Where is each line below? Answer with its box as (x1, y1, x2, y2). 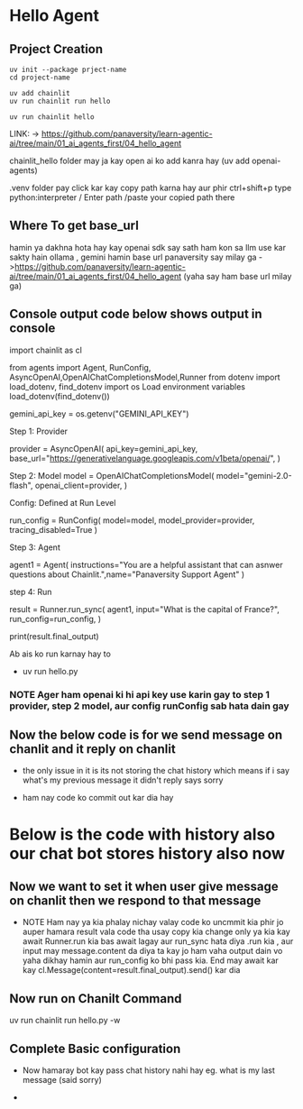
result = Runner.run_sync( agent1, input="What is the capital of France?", (9, 603, 280, 614)
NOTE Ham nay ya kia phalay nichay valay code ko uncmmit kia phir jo (22, 917, 284, 928)
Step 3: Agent (9, 542, 60, 553)
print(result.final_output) (9, 630, 99, 641)
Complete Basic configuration (9, 1040, 181, 1056)
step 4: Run (9, 586, 52, 597)
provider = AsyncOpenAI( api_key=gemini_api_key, (9, 443, 198, 454)
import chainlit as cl (9, 344, 83, 355)
